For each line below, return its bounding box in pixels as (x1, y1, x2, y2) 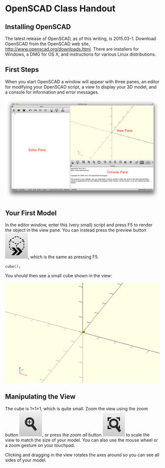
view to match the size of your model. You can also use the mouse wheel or (5, 437, 158, 443)
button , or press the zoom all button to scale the (5, 432, 150, 437)
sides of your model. (5, 457, 47, 463)
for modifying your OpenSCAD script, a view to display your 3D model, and (5, 84, 157, 90)
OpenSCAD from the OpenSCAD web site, (5, 41, 90, 47)
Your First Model (5, 209, 57, 217)
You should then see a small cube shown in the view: (5, 273, 112, 279)
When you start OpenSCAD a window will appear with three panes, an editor (5, 78, 160, 84)
